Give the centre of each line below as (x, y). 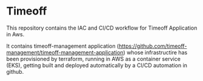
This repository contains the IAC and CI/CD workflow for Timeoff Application (102, 28)
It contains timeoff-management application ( (63, 46)
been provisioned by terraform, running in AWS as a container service (93, 59)
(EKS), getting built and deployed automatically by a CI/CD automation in (97, 65)
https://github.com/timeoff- (153, 46)
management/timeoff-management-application (65, 52)
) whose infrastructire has (155, 52)
